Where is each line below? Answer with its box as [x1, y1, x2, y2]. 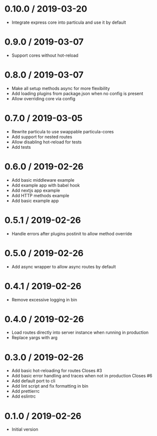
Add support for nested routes [11, 134, 72, 140]
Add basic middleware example [11, 177, 75, 183]
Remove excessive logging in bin [11, 296, 78, 302]
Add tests [11, 144, 31, 150]
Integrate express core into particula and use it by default [11, 19, 126, 25]
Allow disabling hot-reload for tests [11, 139, 82, 145]
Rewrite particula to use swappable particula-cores [11, 128, 114, 134]
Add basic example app [11, 198, 59, 203]
